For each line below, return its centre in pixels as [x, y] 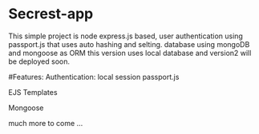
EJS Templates [33, 92]
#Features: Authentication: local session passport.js [94, 77]
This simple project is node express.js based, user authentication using [125, 36]
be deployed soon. [39, 61]
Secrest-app [51, 14]
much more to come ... [46, 123]
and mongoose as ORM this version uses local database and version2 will [130, 53]
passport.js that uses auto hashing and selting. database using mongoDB [129, 44]
